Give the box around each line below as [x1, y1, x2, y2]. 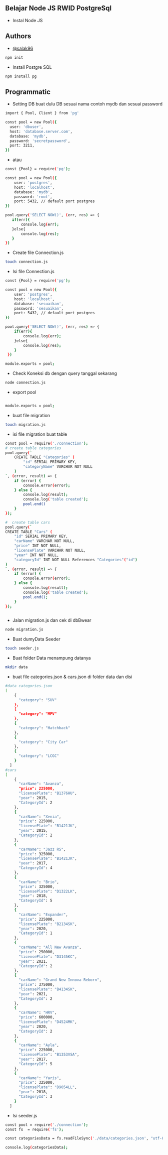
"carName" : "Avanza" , [18, 782, 64, 787]
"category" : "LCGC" [18, 753, 59, 758]
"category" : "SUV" [18, 697, 57, 702]
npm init [5, 55, 23, 60]
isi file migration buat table [12, 431, 67, 437]
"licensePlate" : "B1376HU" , [18, 791, 77, 796]
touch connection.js [5, 260, 48, 265]
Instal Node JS [12, 17, 43, 23]
